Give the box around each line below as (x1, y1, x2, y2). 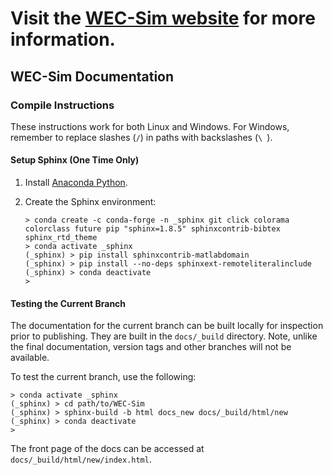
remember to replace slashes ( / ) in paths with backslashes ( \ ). (10, 131, 273, 143)
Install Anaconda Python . (24, 177, 128, 189)
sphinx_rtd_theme (24, 233, 98, 243)
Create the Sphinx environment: (24, 196, 157, 208)
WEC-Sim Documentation (10, 68, 175, 85)
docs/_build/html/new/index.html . (10, 453, 152, 466)
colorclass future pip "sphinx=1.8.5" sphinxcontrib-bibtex (24, 224, 281, 234)
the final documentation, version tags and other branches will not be (10, 341, 292, 353)
